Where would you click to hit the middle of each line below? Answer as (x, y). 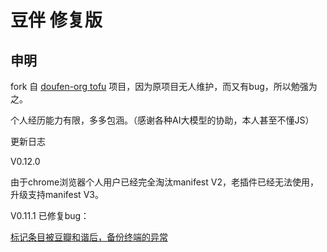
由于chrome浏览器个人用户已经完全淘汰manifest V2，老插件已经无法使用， (164, 182)
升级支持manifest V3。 (57, 194)
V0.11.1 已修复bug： (50, 215)
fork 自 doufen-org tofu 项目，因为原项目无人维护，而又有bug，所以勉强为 (164, 86)
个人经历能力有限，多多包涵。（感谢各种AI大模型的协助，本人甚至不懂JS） (162, 120)
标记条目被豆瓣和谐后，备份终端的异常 (89, 237)
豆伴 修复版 (56, 20)
